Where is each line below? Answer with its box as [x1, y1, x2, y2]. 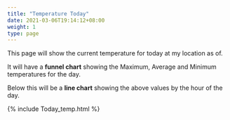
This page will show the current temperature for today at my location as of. [7, 49, 223, 58]
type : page [7, 29, 39, 37]
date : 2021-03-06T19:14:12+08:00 [7, 17, 105, 24]
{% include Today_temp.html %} [7, 105, 100, 113]
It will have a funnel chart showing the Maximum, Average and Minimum [7, 62, 217, 71]
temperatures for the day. [7, 70, 81, 79]
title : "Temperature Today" [7, 10, 90, 18]
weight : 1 [7, 23, 36, 30]
